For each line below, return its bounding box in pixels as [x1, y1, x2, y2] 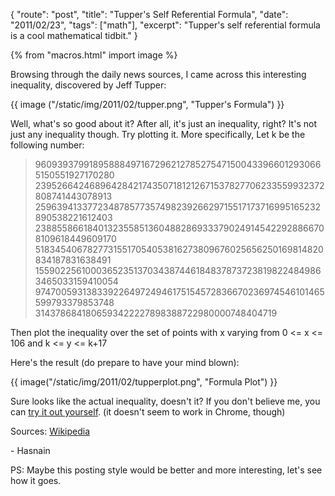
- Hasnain [10, 445, 51, 456]
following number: [10, 139, 85, 151]
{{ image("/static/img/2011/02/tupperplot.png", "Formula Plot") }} [10, 376, 278, 388]
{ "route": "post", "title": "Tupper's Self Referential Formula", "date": [10, 9, 289, 20]
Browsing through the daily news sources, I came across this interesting [10, 69, 307, 80]
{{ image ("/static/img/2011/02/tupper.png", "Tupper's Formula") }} [10, 99, 285, 110]
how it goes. [10, 475, 62, 486]
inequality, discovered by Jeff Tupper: [10, 79, 167, 91]
